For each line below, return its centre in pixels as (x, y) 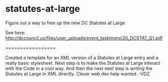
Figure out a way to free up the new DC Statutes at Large (65, 23)
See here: (15, 32)
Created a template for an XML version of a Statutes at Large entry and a (82, 57)
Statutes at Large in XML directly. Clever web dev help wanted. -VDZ (78, 73)
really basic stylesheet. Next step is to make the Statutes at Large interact (83, 63)
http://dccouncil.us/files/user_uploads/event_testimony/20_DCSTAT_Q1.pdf (84, 38)
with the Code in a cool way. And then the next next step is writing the (79, 68)
